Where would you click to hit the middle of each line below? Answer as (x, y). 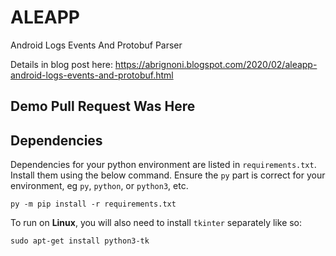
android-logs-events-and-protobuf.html (92, 75)
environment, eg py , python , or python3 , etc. (99, 186)
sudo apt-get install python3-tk (80, 241)
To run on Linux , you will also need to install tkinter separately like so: (156, 223)
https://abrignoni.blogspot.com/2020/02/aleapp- (216, 64)
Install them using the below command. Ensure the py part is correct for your (168, 175)
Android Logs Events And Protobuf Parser (96, 45)
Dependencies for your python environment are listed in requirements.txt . (163, 165)
